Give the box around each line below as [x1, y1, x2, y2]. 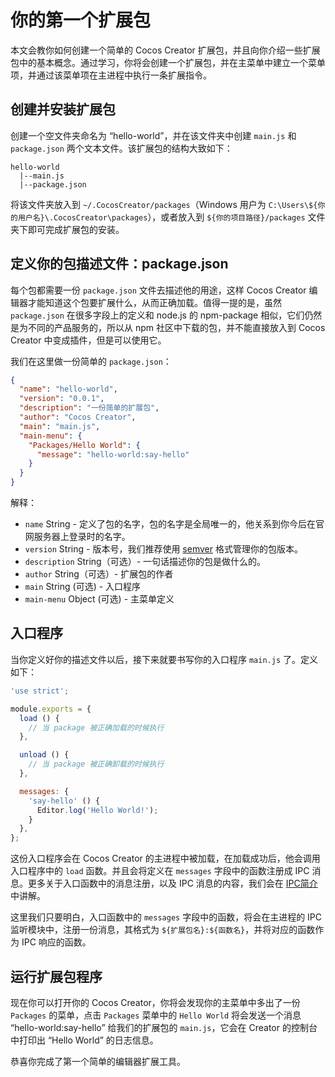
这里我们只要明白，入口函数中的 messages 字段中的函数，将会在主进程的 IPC [10, 911, 323, 923]
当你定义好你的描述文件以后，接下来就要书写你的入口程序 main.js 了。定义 [10, 653, 318, 665]
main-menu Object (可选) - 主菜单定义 [24, 593, 175, 605]
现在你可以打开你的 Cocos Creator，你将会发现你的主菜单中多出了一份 [10, 996, 301, 1008]
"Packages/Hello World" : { [28, 440, 141, 450]
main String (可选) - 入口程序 [24, 581, 142, 593]
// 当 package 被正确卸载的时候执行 [28, 759, 165, 770]
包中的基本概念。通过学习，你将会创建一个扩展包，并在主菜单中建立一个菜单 [10, 56, 326, 68]
